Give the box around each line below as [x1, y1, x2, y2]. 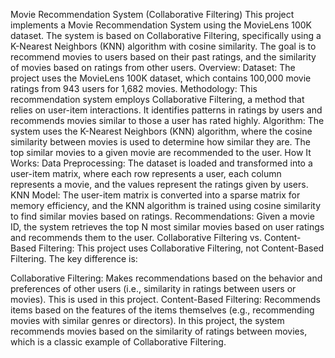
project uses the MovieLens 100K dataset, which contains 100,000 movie [10, 72, 312, 84]
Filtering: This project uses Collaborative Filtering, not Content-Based [38, 242, 325, 254]
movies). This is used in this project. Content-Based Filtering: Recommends [10, 294, 322, 305]
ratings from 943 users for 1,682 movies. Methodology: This [10, 83, 258, 94]
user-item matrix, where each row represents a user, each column [10, 168, 282, 179]
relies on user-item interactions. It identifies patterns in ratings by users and [10, 104, 323, 116]
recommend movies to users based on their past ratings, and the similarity [10, 51, 317, 63]
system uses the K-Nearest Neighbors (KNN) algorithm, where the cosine [10, 125, 313, 137]
